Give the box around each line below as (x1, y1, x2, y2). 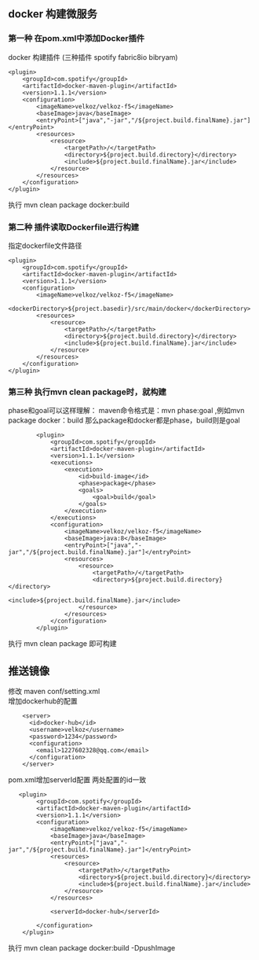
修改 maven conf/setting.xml (8, 687, 100, 696)
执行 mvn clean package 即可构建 (8, 639, 117, 648)
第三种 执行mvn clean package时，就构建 (8, 386, 167, 397)
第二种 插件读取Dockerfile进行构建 (8, 221, 140, 232)
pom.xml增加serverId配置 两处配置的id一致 (8, 775, 147, 785)
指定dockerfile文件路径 (8, 241, 82, 250)
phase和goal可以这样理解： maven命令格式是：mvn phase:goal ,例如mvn (8, 406, 245, 415)
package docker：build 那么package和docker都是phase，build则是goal (8, 415, 241, 425)
